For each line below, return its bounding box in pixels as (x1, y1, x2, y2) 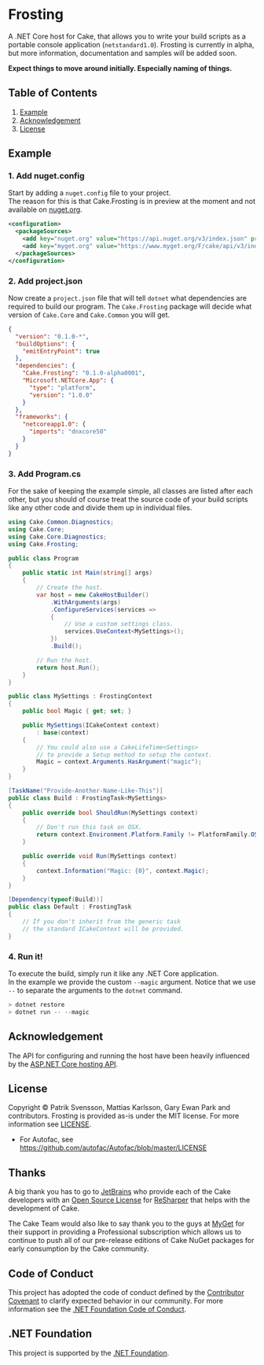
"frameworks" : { (15, 413, 68, 421)
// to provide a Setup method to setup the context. (36, 750, 213, 759)
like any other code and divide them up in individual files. (8, 503, 192, 512)
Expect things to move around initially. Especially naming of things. (8, 63, 233, 72)
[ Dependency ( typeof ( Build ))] (8, 896, 104, 904)
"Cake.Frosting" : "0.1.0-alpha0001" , (22, 369, 146, 377)
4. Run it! (8, 951, 43, 962)
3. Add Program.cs (8, 468, 81, 479)
